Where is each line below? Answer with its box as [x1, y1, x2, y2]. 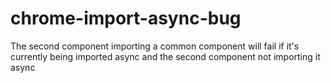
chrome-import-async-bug [10, 7, 242, 30]
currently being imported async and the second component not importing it [10, 50, 321, 62]
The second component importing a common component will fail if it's [10, 40, 300, 52]
